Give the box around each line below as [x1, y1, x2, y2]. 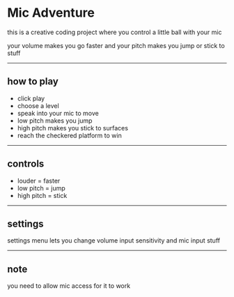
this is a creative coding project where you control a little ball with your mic [7, 28, 222, 36]
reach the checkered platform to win [17, 131, 122, 139]
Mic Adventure [7, 5, 95, 21]
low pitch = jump [17, 183, 66, 192]
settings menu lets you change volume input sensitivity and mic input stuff [7, 236, 221, 245]
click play [17, 94, 45, 102]
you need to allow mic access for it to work [7, 282, 131, 290]
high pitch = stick [17, 191, 68, 199]
